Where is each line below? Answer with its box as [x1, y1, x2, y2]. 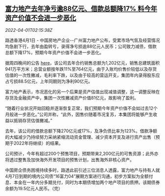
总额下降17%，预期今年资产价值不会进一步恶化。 [5, 49, 104, 55]
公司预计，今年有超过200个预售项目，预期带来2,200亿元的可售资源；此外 [5, 150, 154, 156]
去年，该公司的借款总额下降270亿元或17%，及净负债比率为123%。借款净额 [5, 128, 158, 134]
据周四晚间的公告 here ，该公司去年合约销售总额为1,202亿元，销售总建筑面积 [5, 60, 160, 66]
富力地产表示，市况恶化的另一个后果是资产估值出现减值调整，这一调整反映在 [5, 89, 160, 95]
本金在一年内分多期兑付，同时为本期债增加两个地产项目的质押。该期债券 [13, 179, 160, 185]
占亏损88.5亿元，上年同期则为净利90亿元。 [5, 78, 93, 84]
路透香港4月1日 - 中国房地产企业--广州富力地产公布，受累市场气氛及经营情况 [5, 37, 160, 43]
